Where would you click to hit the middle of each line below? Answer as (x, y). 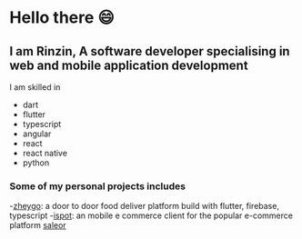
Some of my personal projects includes (98, 186)
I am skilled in (35, 87)
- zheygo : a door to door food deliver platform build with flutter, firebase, (145, 206)
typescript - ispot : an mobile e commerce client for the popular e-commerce (151, 215)
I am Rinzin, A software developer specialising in (150, 51)
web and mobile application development (129, 65)
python (36, 163)
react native (45, 153)
